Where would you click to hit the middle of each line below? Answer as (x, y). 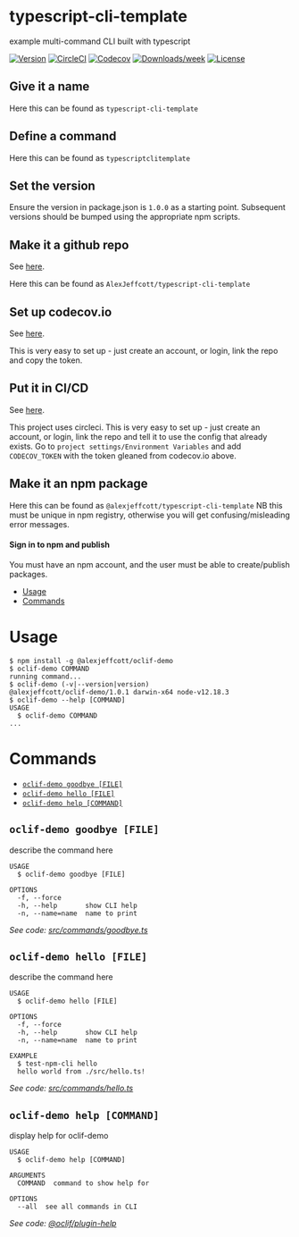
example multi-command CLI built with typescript (100, 41)
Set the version (52, 185)
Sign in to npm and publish (59, 545)
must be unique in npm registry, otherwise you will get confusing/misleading (149, 515)
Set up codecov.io (61, 311)
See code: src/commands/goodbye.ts (79, 930)
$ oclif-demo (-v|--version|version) (79, 684)
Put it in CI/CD (49, 388)
